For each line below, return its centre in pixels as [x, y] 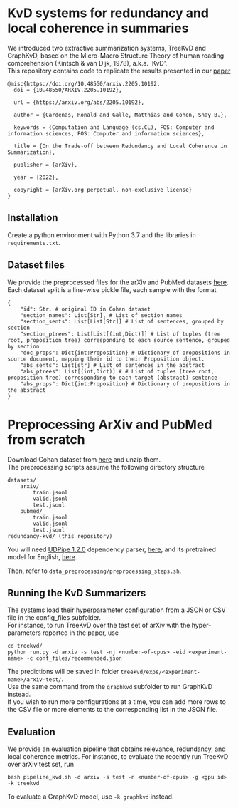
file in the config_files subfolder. [54, 618]
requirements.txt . [34, 242]
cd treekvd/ [25, 646]
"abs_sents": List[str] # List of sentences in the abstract [112, 365]
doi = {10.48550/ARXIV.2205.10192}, [68, 90]
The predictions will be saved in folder [63, 672]
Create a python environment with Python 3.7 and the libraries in [102, 235]
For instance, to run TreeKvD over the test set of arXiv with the [99, 626]
